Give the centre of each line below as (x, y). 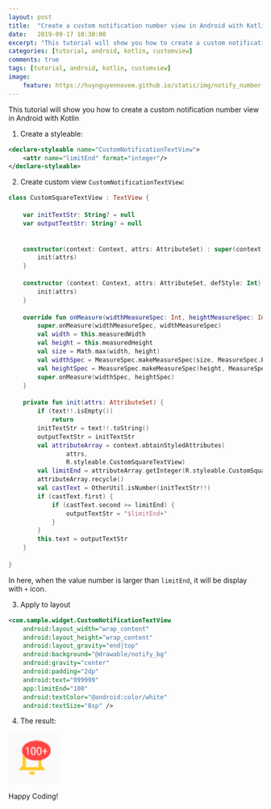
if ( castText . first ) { (75, 496)
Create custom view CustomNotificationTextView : (102, 182)
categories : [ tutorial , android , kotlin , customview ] (101, 51)
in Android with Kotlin (44, 118)
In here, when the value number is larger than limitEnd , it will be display (128, 580)
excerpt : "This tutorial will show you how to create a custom (117, 43)
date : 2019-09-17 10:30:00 (57, 34)
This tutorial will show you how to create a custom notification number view (134, 109)
